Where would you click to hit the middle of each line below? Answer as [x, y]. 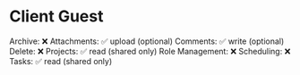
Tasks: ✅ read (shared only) [61, 61]
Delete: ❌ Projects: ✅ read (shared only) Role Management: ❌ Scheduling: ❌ [150, 51]
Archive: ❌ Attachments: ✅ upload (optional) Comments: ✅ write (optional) [147, 41]
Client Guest [56, 17]
